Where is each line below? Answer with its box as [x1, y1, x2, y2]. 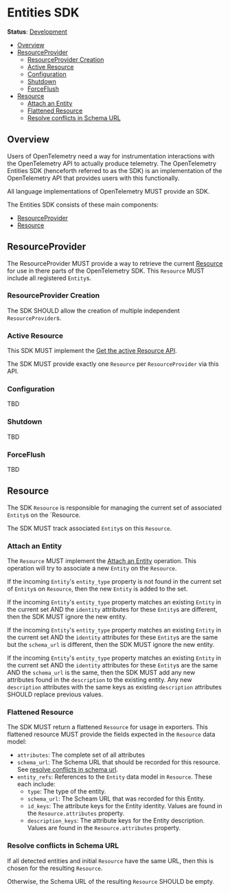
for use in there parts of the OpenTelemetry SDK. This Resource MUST [7, 266, 205, 275]
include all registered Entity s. [7, 273, 91, 282]
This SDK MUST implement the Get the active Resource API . [7, 347, 177, 355]
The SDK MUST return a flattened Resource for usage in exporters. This [7, 723, 208, 731]
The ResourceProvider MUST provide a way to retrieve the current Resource [7, 259, 223, 267]
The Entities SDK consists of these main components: [7, 201, 159, 209]
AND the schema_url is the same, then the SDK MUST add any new [7, 668, 196, 677]
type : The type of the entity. [27, 788, 106, 796]
